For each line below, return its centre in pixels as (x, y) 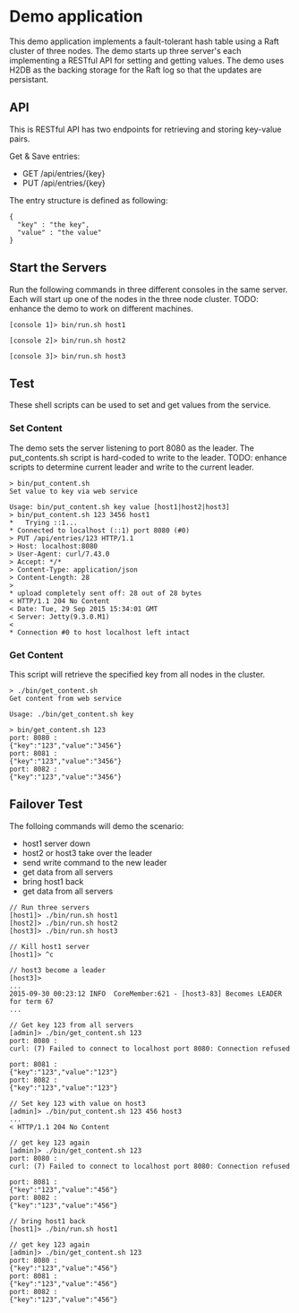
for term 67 (31, 1001)
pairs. (20, 138)
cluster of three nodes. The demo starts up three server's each (125, 50)
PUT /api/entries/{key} (64, 183)
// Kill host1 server (50, 946)
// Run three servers (50, 907)
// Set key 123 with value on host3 (77, 1103)
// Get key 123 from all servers (72, 1025)
